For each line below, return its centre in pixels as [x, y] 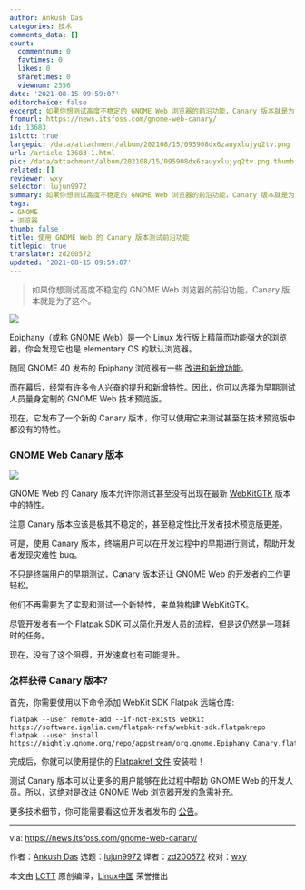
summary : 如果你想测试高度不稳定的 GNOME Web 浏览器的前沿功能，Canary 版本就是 [149, 195]
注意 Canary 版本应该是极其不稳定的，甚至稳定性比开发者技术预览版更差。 [148, 524]
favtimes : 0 [40, 60]
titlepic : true [38, 246]
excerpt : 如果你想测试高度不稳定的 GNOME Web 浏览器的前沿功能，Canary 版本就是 [149, 111]
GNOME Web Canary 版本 [67, 455]
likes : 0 [34, 69]
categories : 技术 [41, 26]
